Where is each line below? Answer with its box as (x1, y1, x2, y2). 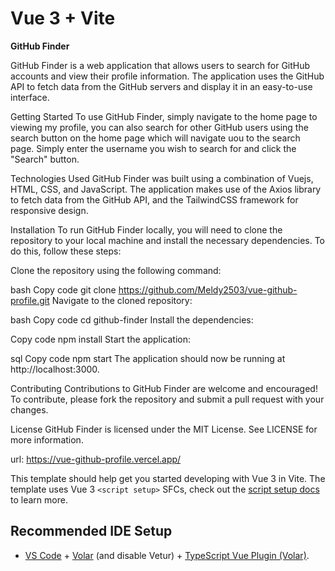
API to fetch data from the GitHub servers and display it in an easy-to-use (10, 80, 313, 92)
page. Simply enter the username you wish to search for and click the (10, 142, 297, 154)
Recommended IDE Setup (10, 523, 173, 540)
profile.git (10, 294, 50, 306)
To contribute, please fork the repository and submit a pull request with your (10, 393, 325, 405)
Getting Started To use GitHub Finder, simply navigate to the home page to (10, 110, 318, 122)
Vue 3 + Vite (10, 7, 116, 30)
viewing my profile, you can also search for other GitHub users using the (10, 121, 309, 133)
